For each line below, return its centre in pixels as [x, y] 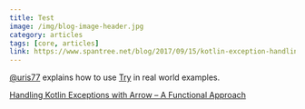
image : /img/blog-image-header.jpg [77, 26]
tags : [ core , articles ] [54, 43]
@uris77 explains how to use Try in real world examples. [115, 77]
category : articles [46, 35]
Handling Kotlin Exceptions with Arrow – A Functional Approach [128, 95]
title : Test [32, 18]
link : [20, 52]
